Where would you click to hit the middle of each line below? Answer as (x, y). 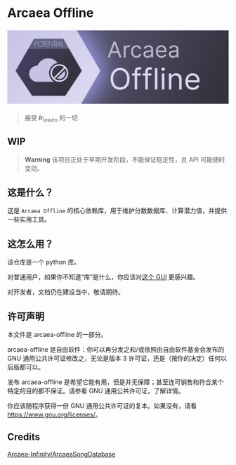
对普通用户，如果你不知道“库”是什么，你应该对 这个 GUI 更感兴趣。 (103, 277)
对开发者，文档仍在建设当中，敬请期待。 (66, 292)
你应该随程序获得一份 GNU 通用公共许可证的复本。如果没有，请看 (102, 405)
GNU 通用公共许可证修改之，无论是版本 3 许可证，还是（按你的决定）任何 (114, 358)
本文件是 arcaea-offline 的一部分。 (57, 334)
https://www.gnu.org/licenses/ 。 (54, 414)
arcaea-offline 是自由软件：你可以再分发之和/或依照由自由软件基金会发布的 (116, 349)
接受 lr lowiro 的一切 (51, 119)
